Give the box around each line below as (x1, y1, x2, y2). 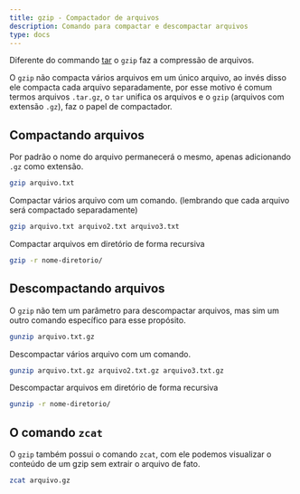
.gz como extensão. (9, 161, 84, 172)
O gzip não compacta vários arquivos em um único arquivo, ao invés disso (9, 72, 287, 83)
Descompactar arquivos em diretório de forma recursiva (9, 382, 219, 394)
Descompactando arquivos (9, 281, 165, 297)
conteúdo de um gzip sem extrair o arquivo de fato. (9, 459, 201, 470)
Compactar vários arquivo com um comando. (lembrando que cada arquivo (9, 195, 290, 206)
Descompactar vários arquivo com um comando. (9, 348, 192, 359)
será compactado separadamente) (9, 204, 138, 215)
